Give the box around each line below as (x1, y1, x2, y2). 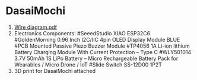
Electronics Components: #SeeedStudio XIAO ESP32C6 (14, 29, 151, 36)
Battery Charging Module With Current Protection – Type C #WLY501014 (14, 48, 192, 55)
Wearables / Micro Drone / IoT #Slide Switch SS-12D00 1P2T (14, 61, 163, 68)
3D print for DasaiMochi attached (14, 67, 96, 74)
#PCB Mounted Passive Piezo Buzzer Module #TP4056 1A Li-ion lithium (14, 42, 190, 49)
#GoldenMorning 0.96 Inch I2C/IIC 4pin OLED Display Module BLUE (14, 36, 180, 43)
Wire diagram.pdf (14, 24, 58, 31)
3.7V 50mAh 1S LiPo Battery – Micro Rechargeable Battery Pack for (14, 55, 179, 62)
